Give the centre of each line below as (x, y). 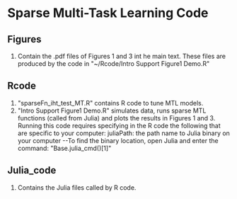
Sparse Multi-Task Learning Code (108, 13)
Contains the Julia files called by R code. (77, 187)
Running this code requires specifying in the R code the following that (119, 125)
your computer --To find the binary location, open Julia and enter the (118, 140)
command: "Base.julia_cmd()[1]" (64, 148)
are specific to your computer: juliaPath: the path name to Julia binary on (123, 133)
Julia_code (32, 170)
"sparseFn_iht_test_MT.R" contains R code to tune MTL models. (110, 103)
